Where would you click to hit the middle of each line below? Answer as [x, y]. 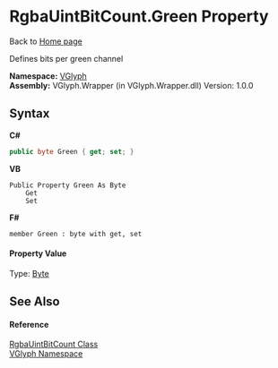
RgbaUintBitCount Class [54, 344]
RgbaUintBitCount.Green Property [139, 17]
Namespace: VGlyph [48, 76]
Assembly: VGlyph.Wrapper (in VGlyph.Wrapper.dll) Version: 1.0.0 [131, 85]
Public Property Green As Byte [68, 185]
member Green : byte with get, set [76, 234]
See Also [35, 302]
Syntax [30, 114]
